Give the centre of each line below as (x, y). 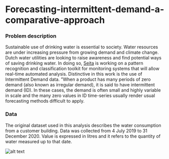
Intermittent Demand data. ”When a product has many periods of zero (78, 79)
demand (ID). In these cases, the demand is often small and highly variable (83, 90)
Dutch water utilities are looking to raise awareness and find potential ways (83, 58)
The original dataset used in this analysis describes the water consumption (83, 125)
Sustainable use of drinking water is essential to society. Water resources (82, 47)
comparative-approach (55, 20)
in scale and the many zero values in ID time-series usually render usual (80, 96)
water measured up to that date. (39, 141)
